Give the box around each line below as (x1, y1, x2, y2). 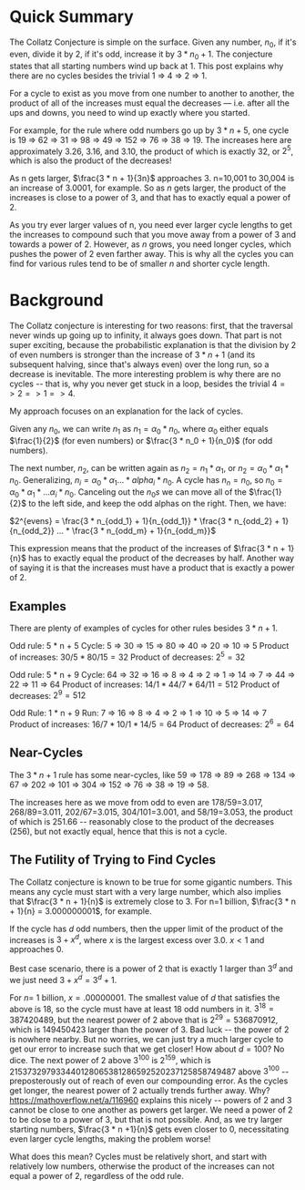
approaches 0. (9, 944, 64, 955)
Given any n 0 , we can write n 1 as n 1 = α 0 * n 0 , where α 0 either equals (9, 424, 269, 436)
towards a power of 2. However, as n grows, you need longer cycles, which (9, 239, 291, 250)
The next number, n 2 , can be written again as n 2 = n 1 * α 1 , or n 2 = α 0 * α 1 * (9, 462, 290, 476)
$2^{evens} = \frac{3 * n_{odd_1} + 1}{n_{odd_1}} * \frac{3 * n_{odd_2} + (9, 516, 280, 527)
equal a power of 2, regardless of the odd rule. (9, 1171, 184, 1182)
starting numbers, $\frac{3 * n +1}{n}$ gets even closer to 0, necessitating (9, 1123, 290, 1135)
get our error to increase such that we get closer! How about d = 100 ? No (9, 1043, 285, 1054)
